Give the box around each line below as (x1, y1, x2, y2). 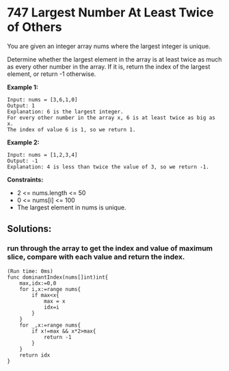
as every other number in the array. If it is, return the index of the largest (7, 62, 211, 71)
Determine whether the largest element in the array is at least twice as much (7, 55, 222, 63)
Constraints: (7, 175, 44, 183)
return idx (19, 351, 51, 359)
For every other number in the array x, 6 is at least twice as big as (7, 114, 215, 121)
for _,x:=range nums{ (19, 322, 81, 329)
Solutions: (7, 223, 52, 235)
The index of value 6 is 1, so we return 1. (7, 126, 136, 133)
